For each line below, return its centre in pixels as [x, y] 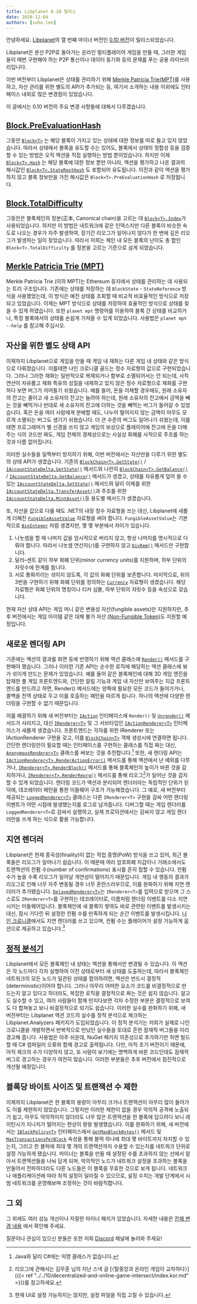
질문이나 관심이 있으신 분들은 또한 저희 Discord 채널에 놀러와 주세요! [84, 1238]
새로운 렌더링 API [36, 644]
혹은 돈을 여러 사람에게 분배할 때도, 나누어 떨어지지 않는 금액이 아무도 [102, 412]
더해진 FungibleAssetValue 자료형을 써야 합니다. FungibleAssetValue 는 [94, 518]
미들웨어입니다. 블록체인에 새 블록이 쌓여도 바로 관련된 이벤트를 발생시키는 [106, 906]
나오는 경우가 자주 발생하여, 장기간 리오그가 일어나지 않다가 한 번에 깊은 [98, 233]
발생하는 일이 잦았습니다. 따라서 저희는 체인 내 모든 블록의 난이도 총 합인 [99, 240]
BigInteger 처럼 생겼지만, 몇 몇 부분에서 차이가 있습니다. [86, 525]
